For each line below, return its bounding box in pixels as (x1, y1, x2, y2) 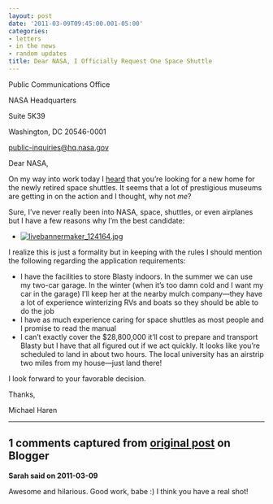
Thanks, (8, 389, 36, 399)
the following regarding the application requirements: (8, 255, 186, 265)
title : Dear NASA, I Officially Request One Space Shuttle (8, 58, 213, 66)
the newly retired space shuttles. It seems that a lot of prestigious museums (8, 182, 262, 192)
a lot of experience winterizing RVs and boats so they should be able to (19, 298, 258, 307)
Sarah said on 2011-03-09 (8, 471, 98, 480)
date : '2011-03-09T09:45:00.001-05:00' (8, 20, 144, 28)
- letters (8, 34, 42, 43)
